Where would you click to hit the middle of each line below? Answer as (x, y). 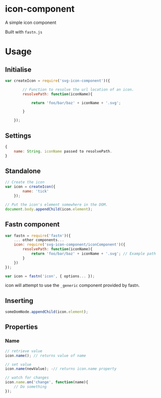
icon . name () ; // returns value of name (46, 356)
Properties (21, 327)
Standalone (23, 171)
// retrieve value (24, 351)
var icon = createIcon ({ (30, 187)
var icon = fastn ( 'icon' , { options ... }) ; (50, 276)
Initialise (18, 69)
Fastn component (32, 224)
